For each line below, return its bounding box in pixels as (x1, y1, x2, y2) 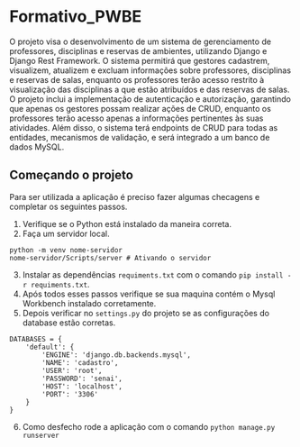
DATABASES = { (9, 334, 63, 343)
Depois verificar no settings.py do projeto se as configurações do (22, 307, 270, 318)
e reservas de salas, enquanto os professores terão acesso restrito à (9, 74, 265, 85)
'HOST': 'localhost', (41, 381, 123, 391)
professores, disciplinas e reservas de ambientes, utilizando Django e (9, 45, 268, 56)
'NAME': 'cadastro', (41, 358, 119, 367)
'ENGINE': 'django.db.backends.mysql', (41, 350, 192, 360)
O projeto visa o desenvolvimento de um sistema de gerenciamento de (9, 36, 272, 47)
